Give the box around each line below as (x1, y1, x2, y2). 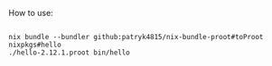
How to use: (8, 8, 53, 18)
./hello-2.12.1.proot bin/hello (8, 48, 130, 57)
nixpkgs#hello (8, 40, 62, 49)
